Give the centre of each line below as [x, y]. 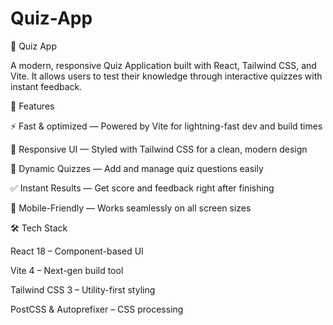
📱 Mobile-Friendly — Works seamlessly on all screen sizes [131, 208]
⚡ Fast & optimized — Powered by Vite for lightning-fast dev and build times [166, 126]
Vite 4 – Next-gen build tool [67, 270]
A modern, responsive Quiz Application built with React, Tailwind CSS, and [163, 65]
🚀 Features [32, 106]
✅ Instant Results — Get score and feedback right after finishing [142, 188]
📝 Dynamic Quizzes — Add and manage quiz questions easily [137, 168]
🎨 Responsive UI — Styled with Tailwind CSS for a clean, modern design [159, 149]
